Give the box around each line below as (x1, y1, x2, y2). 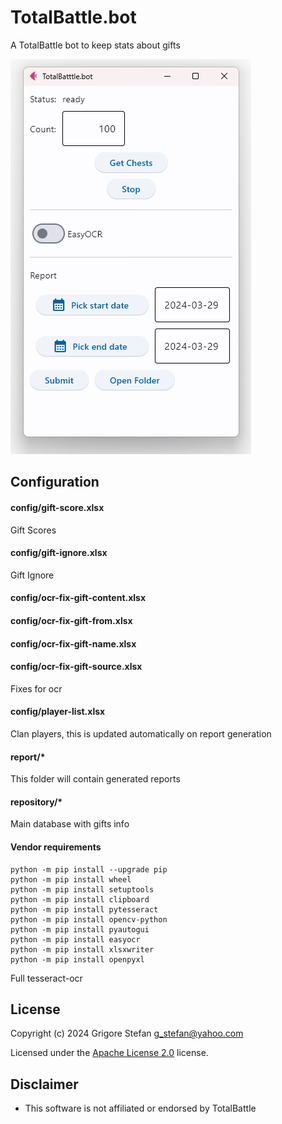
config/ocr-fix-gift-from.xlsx (10, 614, 133, 626)
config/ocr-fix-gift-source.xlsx (10, 661, 143, 673)
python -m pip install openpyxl (10, 954, 145, 965)
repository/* (10, 796, 63, 808)
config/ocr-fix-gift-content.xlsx (10, 592, 147, 604)
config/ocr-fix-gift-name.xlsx (10, 637, 137, 650)
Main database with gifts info (10, 818, 130, 830)
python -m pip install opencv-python (10, 914, 168, 925)
